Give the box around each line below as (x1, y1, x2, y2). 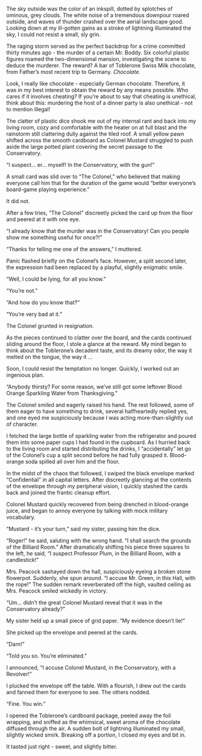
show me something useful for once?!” (6, 234, 103, 241)
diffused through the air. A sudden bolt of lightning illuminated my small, (6, 725, 185, 732)
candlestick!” (6, 556, 39, 563)
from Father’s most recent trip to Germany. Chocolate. (6, 68, 140, 75)
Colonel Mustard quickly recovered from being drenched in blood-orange (6, 501, 189, 507)
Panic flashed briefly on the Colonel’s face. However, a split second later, (6, 257, 188, 264)
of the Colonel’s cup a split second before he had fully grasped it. (6, 452, 169, 458)
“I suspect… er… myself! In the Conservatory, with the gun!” (6, 161, 155, 168)
